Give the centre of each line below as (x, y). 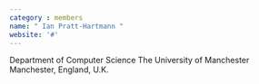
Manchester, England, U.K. (59, 70)
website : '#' (34, 34)
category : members (46, 18)
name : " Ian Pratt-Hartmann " (67, 26)
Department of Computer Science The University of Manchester (129, 61)
